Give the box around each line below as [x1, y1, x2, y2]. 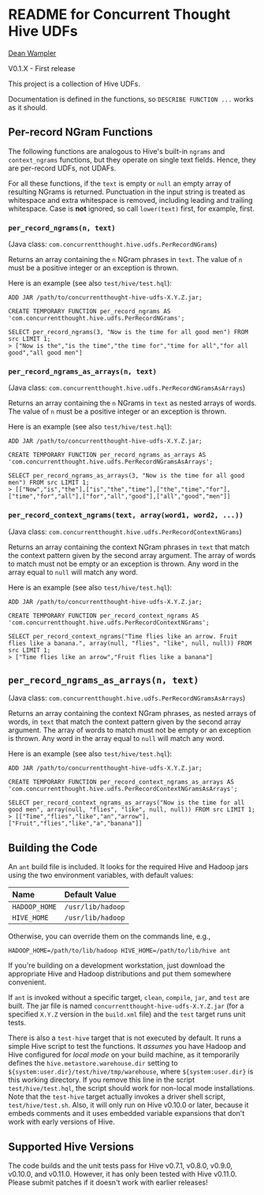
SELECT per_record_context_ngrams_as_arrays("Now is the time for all [8, 799, 245, 807]
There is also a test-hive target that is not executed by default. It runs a [8, 1033, 242, 1043]
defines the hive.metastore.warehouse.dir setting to [8, 1058, 179, 1068]
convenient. [8, 977, 46, 987]
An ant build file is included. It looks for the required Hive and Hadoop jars [8, 862, 249, 871]
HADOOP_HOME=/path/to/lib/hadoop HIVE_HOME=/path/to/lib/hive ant [8, 947, 231, 955]
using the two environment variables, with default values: [8, 871, 194, 880]
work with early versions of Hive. [8, 1117, 116, 1126]
